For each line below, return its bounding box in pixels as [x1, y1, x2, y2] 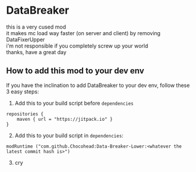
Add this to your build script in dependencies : [14, 132, 124, 139]
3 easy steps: [6, 87, 39, 95]
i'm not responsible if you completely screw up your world [6, 42, 148, 49]
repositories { [6, 111, 44, 117]
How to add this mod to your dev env [6, 66, 144, 76]
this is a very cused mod [6, 23, 67, 30]
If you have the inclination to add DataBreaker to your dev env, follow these [6, 82, 190, 89]
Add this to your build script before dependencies [14, 99, 134, 107]
